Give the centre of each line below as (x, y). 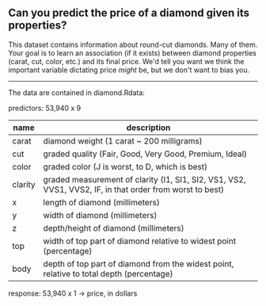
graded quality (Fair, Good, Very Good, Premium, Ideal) (145, 154)
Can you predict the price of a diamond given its (129, 13)
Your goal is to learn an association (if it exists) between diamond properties (133, 53)
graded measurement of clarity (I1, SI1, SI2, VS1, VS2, (144, 179)
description (148, 128)
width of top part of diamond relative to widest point (139, 241)
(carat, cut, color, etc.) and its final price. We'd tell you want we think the (126, 61)
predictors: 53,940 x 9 (45, 108)
